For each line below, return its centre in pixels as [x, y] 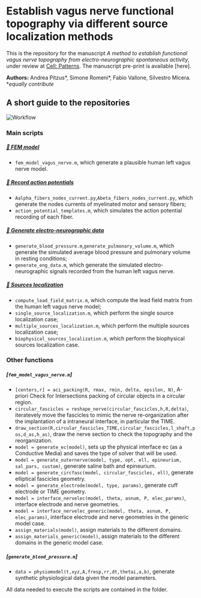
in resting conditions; [41, 258]
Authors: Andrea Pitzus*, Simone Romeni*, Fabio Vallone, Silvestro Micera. [98, 77]
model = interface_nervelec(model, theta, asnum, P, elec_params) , [100, 498]
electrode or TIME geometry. [50, 492]
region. [24, 402]
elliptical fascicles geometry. [50, 479]
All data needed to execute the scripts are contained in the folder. [87, 590]
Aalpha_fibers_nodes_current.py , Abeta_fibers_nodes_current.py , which [104, 198]
